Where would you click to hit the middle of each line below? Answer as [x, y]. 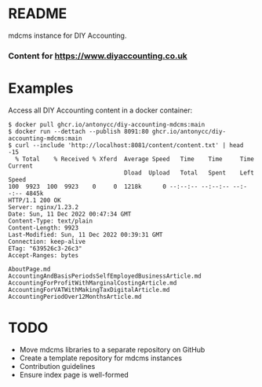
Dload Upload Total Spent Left [189, 173]
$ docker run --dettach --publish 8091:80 [78, 131]
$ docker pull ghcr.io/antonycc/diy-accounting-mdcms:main [107, 124]
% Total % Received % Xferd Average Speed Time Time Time [135, 159]
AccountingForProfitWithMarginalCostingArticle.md [93, 283]
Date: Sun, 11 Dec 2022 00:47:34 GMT [70, 214]
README [38, 14]
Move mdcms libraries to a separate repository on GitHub [112, 349]
